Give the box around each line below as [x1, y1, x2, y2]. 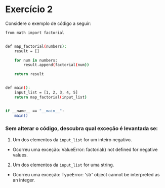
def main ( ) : [5, 85, 30, 90]
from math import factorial [5, 30, 65, 35]
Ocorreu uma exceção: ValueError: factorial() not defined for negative [12, 146, 158, 152]
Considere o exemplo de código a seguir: [5, 20, 91, 26]
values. [12, 151, 28, 158]
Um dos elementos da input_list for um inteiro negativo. [12, 136, 132, 143]
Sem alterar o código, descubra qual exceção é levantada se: [5, 125, 158, 132]
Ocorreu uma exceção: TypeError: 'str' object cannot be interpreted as [12, 171, 160, 177]
